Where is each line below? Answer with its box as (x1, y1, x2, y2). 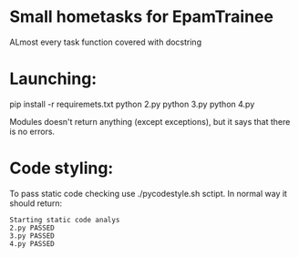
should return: (9, 198, 63, 209)
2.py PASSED (9, 223, 55, 232)
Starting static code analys (9, 215, 120, 224)
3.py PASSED (9, 231, 55, 241)
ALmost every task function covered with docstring (9, 36, 202, 47)
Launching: (9, 68, 98, 89)
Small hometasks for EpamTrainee (9, 6, 273, 27)
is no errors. (9, 126, 56, 137)
